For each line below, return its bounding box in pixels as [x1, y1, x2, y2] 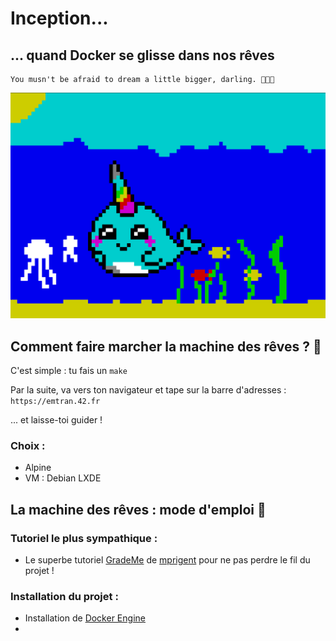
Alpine [24, 462, 52, 474]
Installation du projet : [10, 589, 119, 603]
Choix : [10, 439, 46, 452]
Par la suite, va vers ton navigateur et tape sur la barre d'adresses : [10, 384, 287, 396]
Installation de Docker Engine [24, 612, 146, 624]
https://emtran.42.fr [10, 397, 101, 407]
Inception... [10, 7, 109, 30]
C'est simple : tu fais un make [10, 365, 128, 377]
